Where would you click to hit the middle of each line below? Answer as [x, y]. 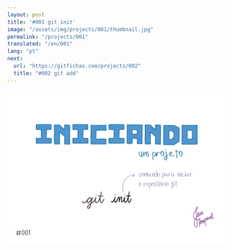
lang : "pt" [23, 51]
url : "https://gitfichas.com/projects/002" [77, 66]
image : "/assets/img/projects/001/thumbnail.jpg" [81, 29]
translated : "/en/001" [40, 44]
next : [15, 59]
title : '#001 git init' [42, 22]
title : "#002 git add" [46, 73]
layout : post [26, 15]
